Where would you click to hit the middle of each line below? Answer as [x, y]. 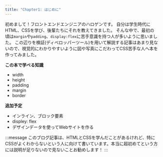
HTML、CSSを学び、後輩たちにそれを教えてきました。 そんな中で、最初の [80, 30]
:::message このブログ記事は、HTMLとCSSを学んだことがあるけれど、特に [80, 137]
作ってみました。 [22, 55]
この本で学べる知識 [24, 65]
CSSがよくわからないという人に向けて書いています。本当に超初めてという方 [81, 143]
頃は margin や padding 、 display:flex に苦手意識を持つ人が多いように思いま [79, 36]
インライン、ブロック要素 [37, 116]
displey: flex [24, 121]
